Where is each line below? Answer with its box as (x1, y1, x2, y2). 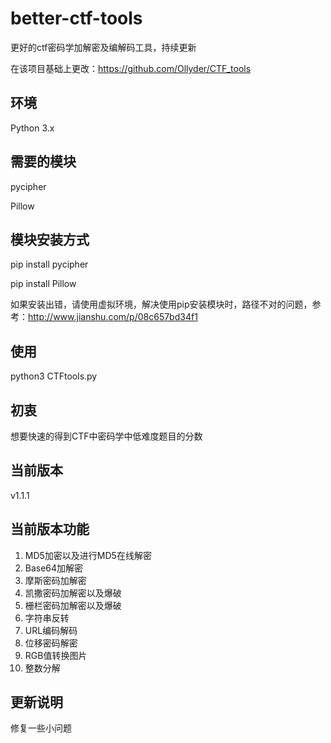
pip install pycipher (10, 258, 89, 271)
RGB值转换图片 (24, 649, 88, 661)
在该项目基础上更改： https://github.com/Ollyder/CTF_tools (10, 62, 252, 74)
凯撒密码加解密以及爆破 (24, 587, 122, 599)
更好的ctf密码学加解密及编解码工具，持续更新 (10, 41, 197, 53)
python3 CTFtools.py (10, 370, 98, 382)
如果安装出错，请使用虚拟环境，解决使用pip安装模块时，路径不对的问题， (10, 298, 313, 311)
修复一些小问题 (10, 722, 72, 734)
